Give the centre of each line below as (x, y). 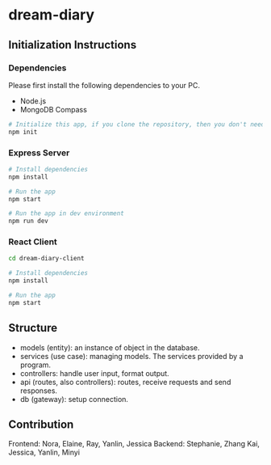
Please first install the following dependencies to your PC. (104, 85)
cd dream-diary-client (46, 259)
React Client (33, 242)
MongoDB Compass (53, 109)
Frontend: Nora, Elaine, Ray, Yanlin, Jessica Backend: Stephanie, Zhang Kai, (134, 444)
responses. (39, 391)
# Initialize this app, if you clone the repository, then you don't (128, 124)
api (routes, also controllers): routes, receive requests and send (125, 382)
